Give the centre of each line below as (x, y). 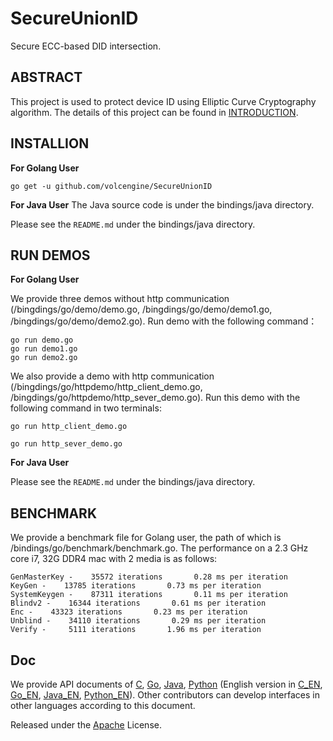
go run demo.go (42, 340)
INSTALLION (50, 143)
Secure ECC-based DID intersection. (86, 46)
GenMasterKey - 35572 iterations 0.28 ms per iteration (149, 577)
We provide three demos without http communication (120, 299)
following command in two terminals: (86, 408)
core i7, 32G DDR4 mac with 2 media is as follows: (114, 559)
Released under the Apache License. (86, 725)
